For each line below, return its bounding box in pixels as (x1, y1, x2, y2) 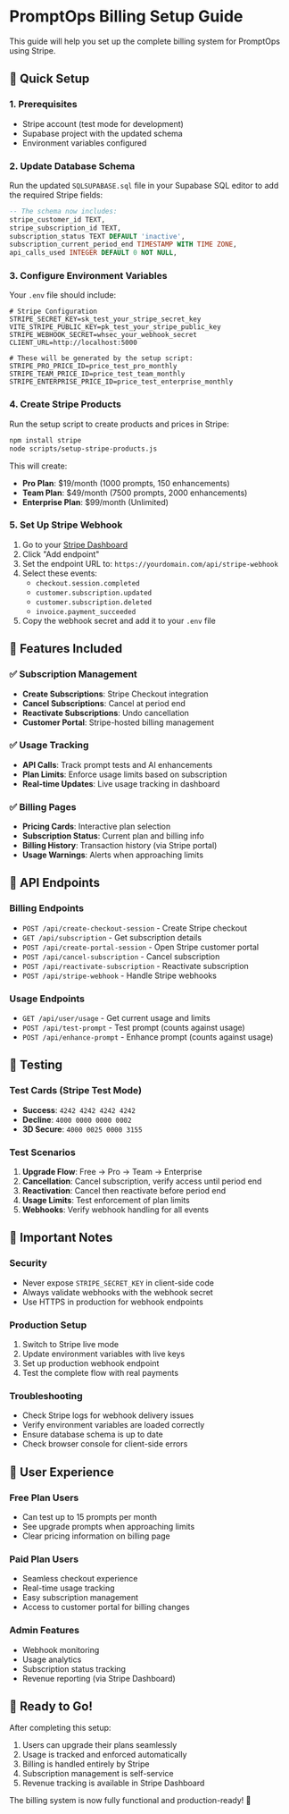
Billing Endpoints (9, 902, 85, 915)
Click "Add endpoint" (21, 548, 100, 560)
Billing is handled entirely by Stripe (21, 1759, 150, 1769)
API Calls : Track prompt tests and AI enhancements (21, 759, 213, 770)
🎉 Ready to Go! (9, 1699, 94, 1714)
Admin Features (9, 1624, 80, 1637)
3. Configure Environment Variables (9, 270, 168, 283)
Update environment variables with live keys (21, 1348, 186, 1360)
